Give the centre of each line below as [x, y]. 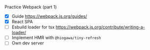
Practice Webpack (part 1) [31, 7]
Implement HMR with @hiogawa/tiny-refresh [56, 37]
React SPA [22, 22]
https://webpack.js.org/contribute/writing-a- [100, 27]
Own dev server [28, 43]
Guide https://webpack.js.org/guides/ [49, 16]
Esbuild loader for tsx [33, 27]
